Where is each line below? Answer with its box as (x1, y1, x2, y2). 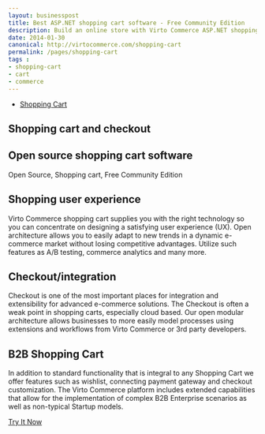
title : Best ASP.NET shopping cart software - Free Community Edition (8, 19, 245, 27)
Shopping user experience (8, 193, 141, 206)
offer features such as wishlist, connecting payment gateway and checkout (8, 376, 252, 387)
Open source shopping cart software (8, 149, 193, 163)
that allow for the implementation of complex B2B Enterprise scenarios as (8, 394, 247, 403)
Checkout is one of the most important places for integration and (8, 291, 219, 301)
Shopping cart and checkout (8, 122, 151, 135)
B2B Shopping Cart (8, 347, 104, 361)
